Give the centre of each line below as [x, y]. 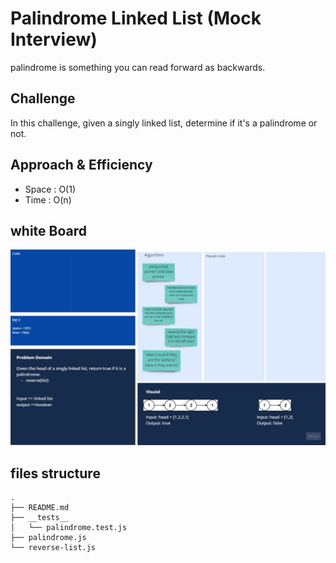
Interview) [54, 39]
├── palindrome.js [48, 538]
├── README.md [40, 508]
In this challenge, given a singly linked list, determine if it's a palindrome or [164, 123]
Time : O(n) [48, 199]
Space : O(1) [50, 189]
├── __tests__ [40, 518]
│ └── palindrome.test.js [69, 528]
